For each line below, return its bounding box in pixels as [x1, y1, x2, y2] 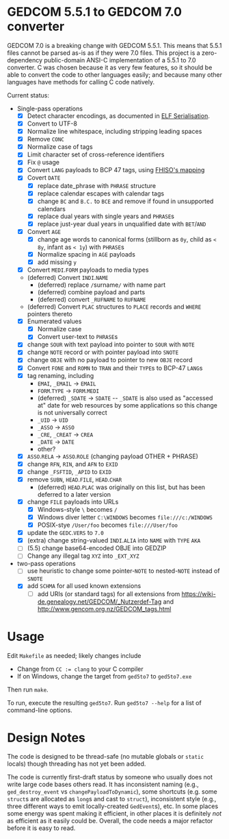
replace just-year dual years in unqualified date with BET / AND [37, 220, 206, 228]
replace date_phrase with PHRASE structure [37, 181, 156, 189]
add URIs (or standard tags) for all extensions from [37, 589, 180, 598]
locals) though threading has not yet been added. [7, 759, 146, 768]
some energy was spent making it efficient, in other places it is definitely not [7, 810, 222, 818]
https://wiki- [181, 589, 217, 598]
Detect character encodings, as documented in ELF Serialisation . [27, 111, 210, 120]
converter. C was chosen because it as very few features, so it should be [7, 63, 213, 71]
